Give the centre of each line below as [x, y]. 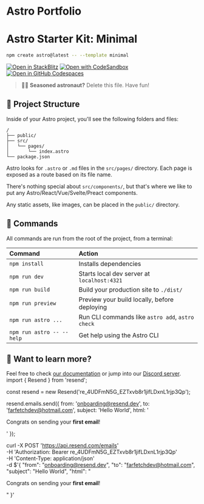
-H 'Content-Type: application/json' [51, 458]
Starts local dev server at [114, 273]
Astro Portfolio [44, 11]
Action [88, 253]
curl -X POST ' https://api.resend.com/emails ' [63, 446]
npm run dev [27, 276]
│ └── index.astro [38, 151]
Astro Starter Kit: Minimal [72, 39]
